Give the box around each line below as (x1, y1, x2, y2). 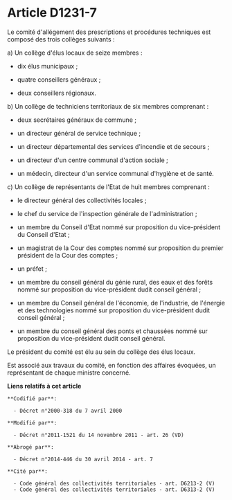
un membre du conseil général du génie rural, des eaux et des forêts (17, 278, 213, 286)
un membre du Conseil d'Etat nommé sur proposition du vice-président (17, 223, 221, 231)
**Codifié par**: (7, 395, 57, 402)
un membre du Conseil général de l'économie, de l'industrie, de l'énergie (17, 298, 225, 307)
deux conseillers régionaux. (17, 89, 97, 97)
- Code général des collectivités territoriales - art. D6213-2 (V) (13, 480, 215, 487)
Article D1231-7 (7, 5, 97, 21)
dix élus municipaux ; (17, 62, 78, 70)
